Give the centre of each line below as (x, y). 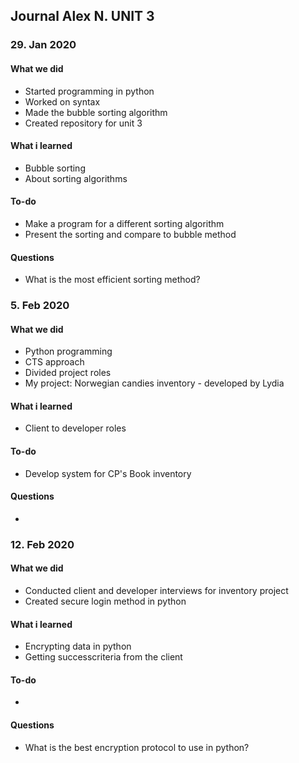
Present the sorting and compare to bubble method (130, 234)
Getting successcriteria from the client (103, 657)
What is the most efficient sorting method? (112, 280)
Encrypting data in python (78, 646)
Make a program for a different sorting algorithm (124, 223)
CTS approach (54, 362)
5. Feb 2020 (40, 306)
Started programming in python (89, 91)
